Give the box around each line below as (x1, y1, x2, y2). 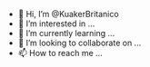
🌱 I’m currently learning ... (17, 28, 115, 38)
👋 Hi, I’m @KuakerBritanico (17, 9, 120, 19)
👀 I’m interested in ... (17, 18, 95, 29)
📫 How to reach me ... (17, 48, 103, 58)
